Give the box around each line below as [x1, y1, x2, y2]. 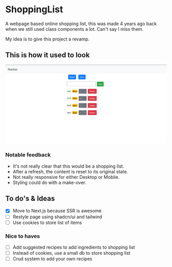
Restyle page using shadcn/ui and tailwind [12, 214, 102, 220]
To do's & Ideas [5, 194, 55, 203]
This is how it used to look [5, 51, 90, 59]
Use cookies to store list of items [12, 219, 82, 225]
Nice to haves [5, 232, 40, 239]
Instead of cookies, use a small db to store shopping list [12, 250, 131, 256]
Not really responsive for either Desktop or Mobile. [12, 174, 120, 180]
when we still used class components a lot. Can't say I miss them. [5, 26, 144, 32]
